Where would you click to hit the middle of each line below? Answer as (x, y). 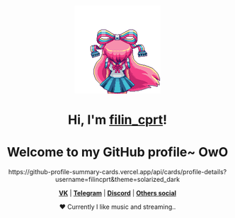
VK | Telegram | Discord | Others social (117, 193)
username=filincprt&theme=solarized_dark (117, 180)
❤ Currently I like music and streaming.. (117, 207)
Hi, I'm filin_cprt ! (117, 120)
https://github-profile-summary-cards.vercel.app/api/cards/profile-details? (117, 172)
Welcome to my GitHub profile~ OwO (117, 153)
